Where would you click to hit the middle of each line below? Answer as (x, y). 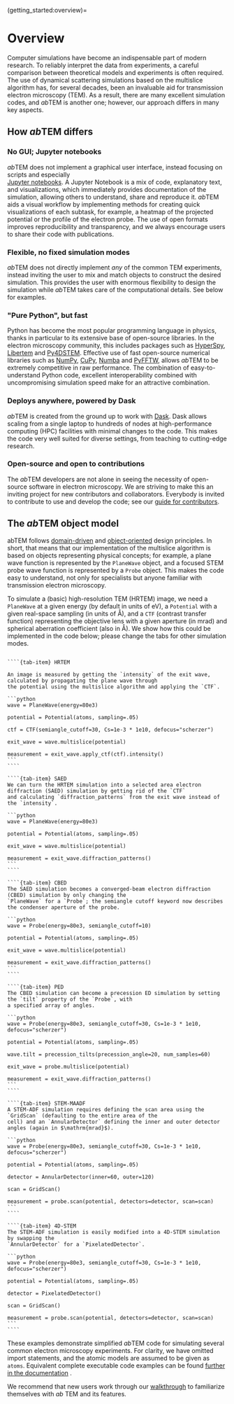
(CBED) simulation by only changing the (67, 895)
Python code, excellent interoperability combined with (119, 375)
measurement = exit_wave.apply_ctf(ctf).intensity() (86, 754)
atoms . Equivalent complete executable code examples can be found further (116, 1365)
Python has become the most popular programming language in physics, (112, 331)
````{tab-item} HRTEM (39, 662)
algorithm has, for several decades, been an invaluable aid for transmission (115, 88)
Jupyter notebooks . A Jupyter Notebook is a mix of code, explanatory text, (115, 182)
